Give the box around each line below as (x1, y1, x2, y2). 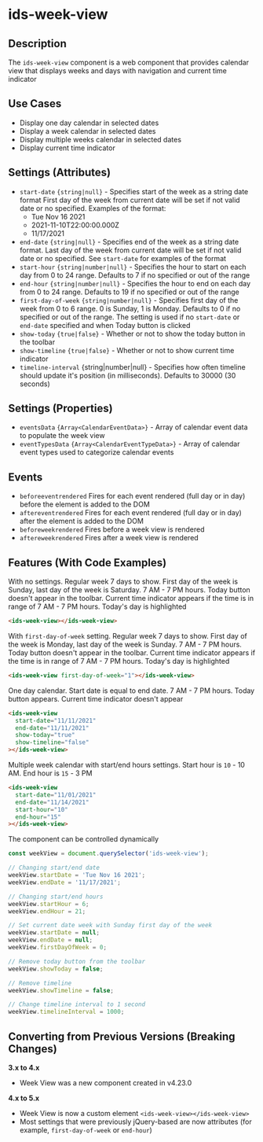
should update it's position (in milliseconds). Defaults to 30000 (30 (19, 370, 236, 380)
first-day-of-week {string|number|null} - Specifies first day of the (19, 295, 239, 304)
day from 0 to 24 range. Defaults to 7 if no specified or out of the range (19, 270, 250, 280)
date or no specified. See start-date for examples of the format (19, 253, 226, 263)
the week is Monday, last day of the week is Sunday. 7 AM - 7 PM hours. (8, 639, 242, 649)
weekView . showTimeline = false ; (8, 986, 114, 994)
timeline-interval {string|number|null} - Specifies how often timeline (19, 362, 246, 371)
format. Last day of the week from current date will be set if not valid (19, 245, 242, 255)
